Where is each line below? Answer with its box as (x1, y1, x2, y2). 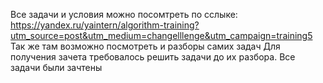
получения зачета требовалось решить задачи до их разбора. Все (10, 51, 296, 63)
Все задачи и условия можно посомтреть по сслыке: (10, 9, 238, 20)
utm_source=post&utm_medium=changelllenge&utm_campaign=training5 (10, 30, 313, 41)
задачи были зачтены (10, 62, 103, 73)
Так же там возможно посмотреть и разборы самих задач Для (10, 40, 281, 52)
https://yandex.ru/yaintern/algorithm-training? (10, 19, 200, 31)
